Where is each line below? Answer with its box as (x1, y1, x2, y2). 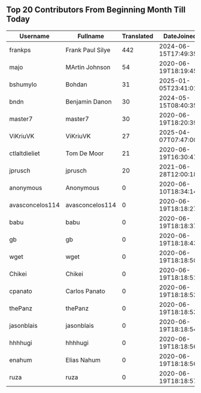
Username (19, 32, 50, 40)
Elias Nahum (65, 356, 100, 364)
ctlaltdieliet (9, 149, 40, 158)
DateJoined (163, 32, 197, 40)
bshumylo (9, 80, 37, 89)
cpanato (9, 287, 33, 295)
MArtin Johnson (65, 63, 111, 71)
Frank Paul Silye (65, 46, 111, 54)
